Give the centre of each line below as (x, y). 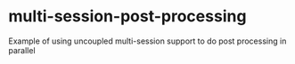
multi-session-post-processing (127, 16)
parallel (22, 50)
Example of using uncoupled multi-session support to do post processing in (147, 41)
